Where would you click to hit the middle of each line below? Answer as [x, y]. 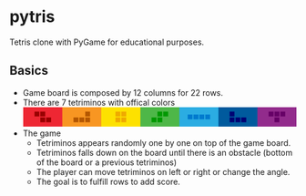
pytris [32, 17]
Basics [29, 71]
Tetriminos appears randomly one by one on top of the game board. [163, 143]
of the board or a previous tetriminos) [107, 162]
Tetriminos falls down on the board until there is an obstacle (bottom [164, 153]
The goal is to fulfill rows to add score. [108, 182]
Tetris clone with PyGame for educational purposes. [107, 42]
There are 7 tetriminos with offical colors [99, 102]
